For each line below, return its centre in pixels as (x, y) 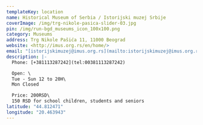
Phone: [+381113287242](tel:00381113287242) (69, 62)
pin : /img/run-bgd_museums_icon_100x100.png (63, 29)
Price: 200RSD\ (31, 95)
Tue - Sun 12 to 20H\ (39, 79)
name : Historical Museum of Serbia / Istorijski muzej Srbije (86, 18)
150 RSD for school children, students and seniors (78, 101)
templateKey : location (35, 12)
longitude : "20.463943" (36, 112)
